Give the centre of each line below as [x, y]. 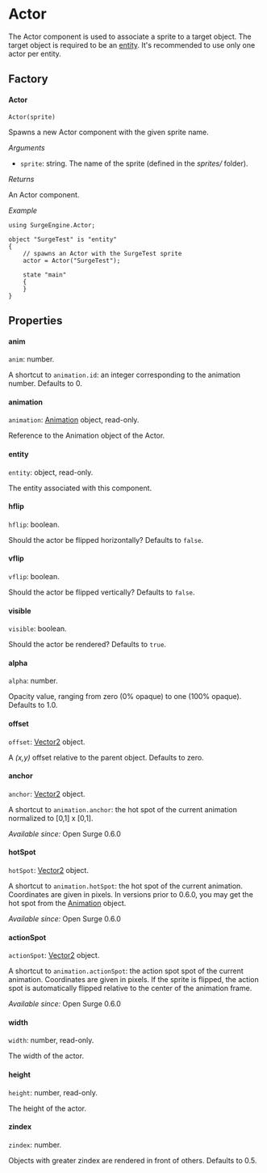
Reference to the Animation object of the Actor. [87, 436]
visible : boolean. [38, 629]
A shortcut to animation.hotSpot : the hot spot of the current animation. [126, 886]
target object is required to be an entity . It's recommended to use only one [132, 44]
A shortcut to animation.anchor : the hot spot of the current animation [123, 809]
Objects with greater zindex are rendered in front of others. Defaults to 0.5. [133, 1160]
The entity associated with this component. [80, 488]
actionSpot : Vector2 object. [54, 955]
